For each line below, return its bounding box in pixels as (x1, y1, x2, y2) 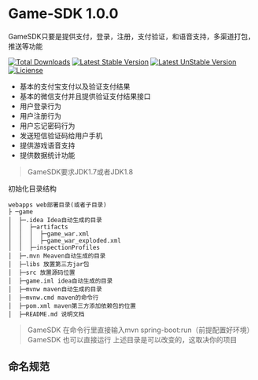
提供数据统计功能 (19, 150, 76, 159)
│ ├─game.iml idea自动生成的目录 (8, 276, 113, 285)
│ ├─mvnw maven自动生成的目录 (8, 285, 102, 293)
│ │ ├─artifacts (8, 223, 68, 231)
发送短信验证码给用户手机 (19, 130, 103, 140)
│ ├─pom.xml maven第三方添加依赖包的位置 (8, 301, 136, 310)
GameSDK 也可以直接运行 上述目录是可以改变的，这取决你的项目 (27, 334, 238, 344)
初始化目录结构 (8, 184, 57, 193)
